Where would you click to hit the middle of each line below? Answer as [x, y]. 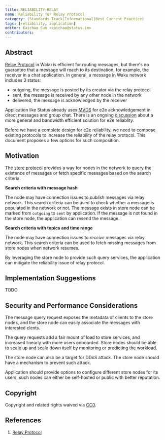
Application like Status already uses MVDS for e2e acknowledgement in [78, 110]
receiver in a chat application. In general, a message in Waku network [76, 75]
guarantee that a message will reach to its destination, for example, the [77, 70]
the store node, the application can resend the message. [62, 218]
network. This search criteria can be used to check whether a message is [80, 202]
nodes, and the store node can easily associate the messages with [73, 323]
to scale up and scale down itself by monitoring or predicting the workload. [81, 348]
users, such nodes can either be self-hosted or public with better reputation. [82, 377]
